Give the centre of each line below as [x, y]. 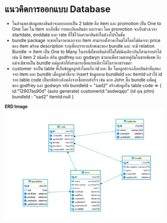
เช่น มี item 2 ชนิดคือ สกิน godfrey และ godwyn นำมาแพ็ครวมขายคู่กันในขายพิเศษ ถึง [86, 57]
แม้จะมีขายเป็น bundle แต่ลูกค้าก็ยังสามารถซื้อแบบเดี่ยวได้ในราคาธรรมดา [72, 63]
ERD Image [16, 106]
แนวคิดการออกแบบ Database [58, 9]
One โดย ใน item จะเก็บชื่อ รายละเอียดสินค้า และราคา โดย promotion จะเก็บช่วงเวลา [84, 29]
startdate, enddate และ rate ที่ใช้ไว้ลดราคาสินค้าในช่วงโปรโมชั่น [68, 35]
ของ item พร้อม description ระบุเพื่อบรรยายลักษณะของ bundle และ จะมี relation [83, 46]
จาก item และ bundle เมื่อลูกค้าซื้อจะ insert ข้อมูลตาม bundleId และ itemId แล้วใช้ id [87, 74]
